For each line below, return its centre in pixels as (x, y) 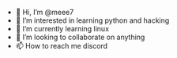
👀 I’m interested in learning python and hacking (92, 20)
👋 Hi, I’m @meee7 (45, 12)
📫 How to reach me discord (62, 46)
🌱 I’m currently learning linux (62, 29)
